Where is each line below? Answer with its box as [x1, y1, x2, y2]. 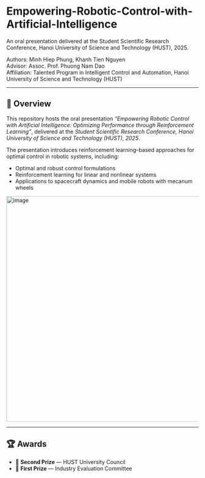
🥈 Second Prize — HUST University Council [15, 458, 126, 465]
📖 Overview [6, 99, 51, 109]
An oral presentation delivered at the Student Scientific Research [6, 37, 170, 45]
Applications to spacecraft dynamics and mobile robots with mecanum [15, 177, 193, 184]
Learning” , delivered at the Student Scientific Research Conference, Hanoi [6, 128, 194, 135]
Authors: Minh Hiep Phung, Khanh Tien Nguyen [6, 56, 126, 63]
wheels [15, 184, 34, 191]
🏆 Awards [6, 439, 47, 449]
